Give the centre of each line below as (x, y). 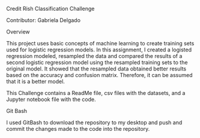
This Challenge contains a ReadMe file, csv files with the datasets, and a (96, 93)
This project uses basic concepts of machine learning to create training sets (100, 43)
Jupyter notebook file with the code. (51, 99)
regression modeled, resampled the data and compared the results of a (94, 56)
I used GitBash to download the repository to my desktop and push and (94, 122)
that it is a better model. (35, 81)
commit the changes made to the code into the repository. (78, 129)
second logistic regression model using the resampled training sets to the (97, 62)
